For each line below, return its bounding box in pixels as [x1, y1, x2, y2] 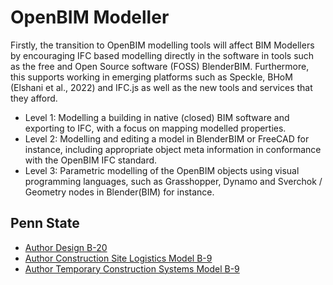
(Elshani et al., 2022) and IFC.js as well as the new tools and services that [10, 81, 313, 93]
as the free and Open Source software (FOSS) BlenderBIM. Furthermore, [10, 60, 310, 72]
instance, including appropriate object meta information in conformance [24, 143, 322, 155]
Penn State [10, 215, 80, 232]
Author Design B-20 [24, 241, 108, 253]
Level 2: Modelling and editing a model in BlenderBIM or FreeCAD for [24, 132, 310, 145]
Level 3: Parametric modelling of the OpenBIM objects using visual [24, 164, 300, 176]
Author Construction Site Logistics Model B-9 [24, 252, 213, 264]
